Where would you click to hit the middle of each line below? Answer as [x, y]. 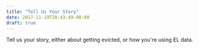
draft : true [21, 23]
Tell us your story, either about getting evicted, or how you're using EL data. [100, 40]
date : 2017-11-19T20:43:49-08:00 [48, 17]
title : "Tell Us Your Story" [43, 12]
